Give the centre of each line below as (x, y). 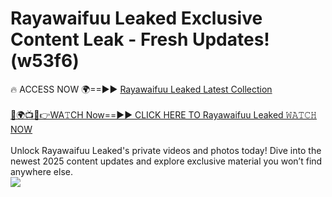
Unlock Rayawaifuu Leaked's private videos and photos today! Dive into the (166, 150)
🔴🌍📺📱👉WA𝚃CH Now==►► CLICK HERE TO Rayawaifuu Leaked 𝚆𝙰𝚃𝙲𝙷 (163, 114)
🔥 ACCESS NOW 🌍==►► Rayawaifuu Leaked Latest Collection (141, 89)
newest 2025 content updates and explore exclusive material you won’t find (166, 161)
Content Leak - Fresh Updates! (140, 39)
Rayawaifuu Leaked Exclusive (136, 18)
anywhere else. (41, 171)
